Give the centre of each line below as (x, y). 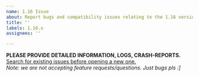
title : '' (18, 22)
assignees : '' (24, 34)
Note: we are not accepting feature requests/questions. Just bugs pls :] (93, 68)
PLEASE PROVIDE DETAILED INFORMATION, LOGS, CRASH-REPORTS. (94, 55)
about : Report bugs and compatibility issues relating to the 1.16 (91, 17)
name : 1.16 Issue (28, 11)
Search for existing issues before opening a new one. (71, 62)
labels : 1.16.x (25, 28)
